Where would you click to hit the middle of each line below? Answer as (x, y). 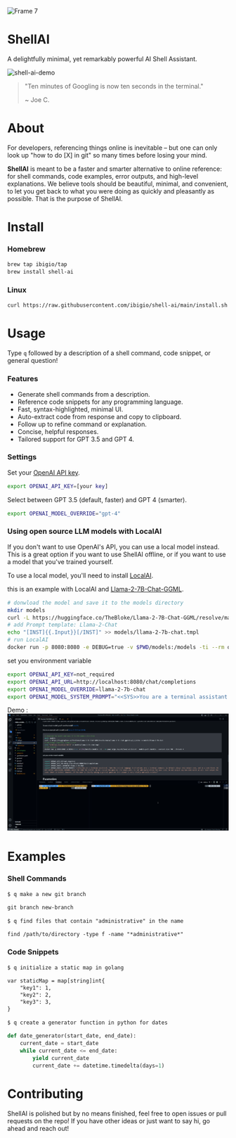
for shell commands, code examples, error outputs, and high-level (103, 176)
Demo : (18, 710)
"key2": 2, (36, 995)
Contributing (45, 1094)
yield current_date (61, 1058)
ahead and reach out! (38, 1128)
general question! (33, 361)
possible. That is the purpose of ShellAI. (65, 198)
